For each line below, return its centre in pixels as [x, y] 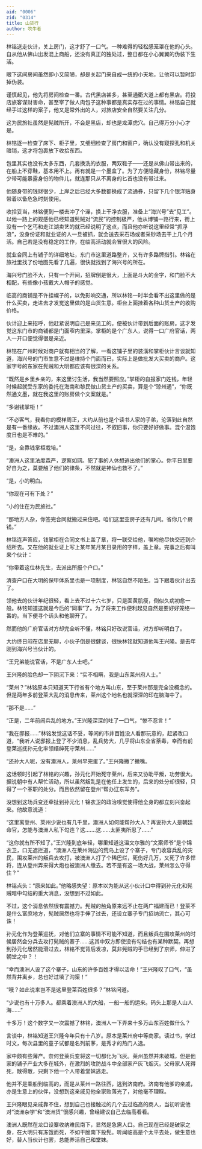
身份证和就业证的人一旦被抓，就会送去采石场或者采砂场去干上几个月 [109, 234]
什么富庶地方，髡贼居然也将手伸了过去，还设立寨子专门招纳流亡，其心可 [101, 914]
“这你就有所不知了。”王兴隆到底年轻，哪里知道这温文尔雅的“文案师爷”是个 [96, 843]
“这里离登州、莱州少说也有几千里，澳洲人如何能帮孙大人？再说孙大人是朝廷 [100, 822]
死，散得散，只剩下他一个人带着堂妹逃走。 [59, 1071]
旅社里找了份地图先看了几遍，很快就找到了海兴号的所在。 [77, 262]
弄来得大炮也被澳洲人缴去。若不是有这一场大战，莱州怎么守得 [114, 866]
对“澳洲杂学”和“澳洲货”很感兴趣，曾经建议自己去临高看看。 [79, 1112]
